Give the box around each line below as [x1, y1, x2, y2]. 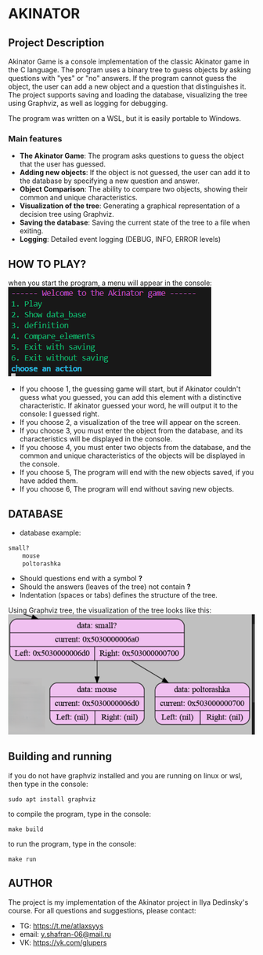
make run [8, 855, 37, 863]
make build [8, 825, 44, 833]
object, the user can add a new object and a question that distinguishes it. [8, 82, 247, 91]
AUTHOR [8, 876, 53, 890]
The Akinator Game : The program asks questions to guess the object [19, 151, 244, 161]
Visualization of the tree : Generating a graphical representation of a [19, 201, 240, 210]
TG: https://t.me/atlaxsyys [19, 920, 104, 931]
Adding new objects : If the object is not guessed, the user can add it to [19, 168, 250, 177]
